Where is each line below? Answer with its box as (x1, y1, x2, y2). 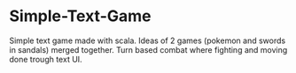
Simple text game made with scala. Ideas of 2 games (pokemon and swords (9, 35, 286, 46)
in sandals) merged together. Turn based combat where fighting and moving (9, 44, 288, 55)
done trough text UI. (9, 54, 82, 64)
